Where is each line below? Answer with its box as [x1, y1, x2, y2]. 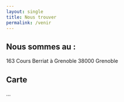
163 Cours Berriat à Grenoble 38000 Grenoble [6, 58, 118, 65]
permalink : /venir [6, 20, 51, 26]
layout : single [6, 8, 44, 15]
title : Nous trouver [6, 14, 57, 20]
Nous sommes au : [6, 42, 76, 52]
